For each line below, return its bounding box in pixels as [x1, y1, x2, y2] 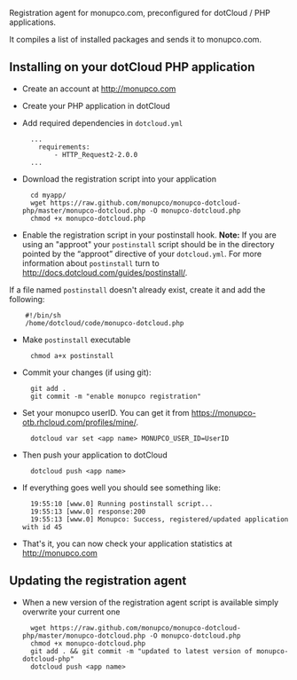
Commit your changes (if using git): [21, 367, 152, 378]
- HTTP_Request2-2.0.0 [54, 150, 138, 159]
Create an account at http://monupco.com [21, 83, 176, 94]
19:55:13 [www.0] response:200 [30, 507, 146, 516]
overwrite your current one [21, 606, 121, 617]
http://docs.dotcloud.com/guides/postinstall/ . [21, 267, 188, 277]
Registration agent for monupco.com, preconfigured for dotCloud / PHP [9, 8, 270, 18]
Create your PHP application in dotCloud [21, 100, 170, 111]
